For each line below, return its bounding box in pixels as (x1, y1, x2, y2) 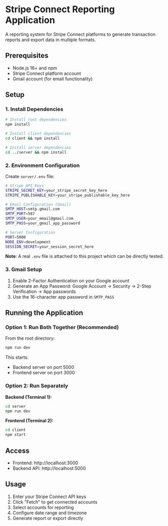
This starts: (5, 355, 29, 361)
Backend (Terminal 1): (5, 394, 52, 400)
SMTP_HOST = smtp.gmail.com (5, 207, 60, 212)
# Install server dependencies (5, 145, 71, 150)
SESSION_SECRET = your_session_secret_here (5, 244, 94, 249)
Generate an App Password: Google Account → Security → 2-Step (12, 283, 152, 289)
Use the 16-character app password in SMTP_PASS (12, 294, 115, 300)
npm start (5, 432, 26, 437)
